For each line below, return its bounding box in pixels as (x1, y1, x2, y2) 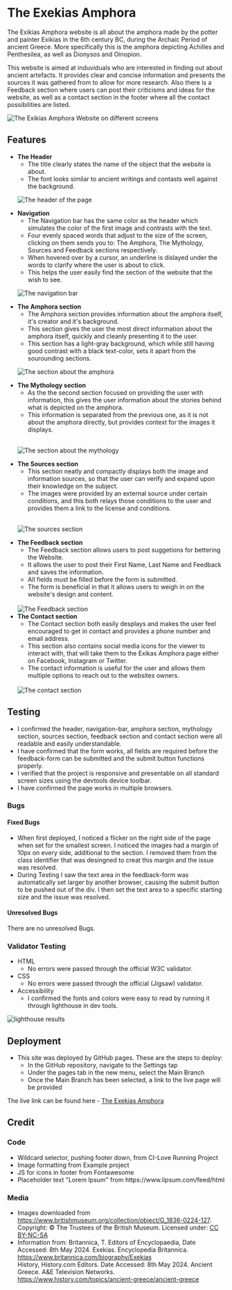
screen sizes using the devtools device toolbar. (17, 776, 152, 785)
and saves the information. (27, 568, 104, 576)
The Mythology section (17, 381, 87, 389)
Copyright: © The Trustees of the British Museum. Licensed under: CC (17, 1223, 219, 1232)
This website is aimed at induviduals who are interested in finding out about (7, 63, 223, 72)
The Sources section (17, 459, 78, 468)
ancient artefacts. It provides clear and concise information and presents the (7, 71, 226, 79)
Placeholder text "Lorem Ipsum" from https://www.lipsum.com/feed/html (17, 1175, 225, 1184)
